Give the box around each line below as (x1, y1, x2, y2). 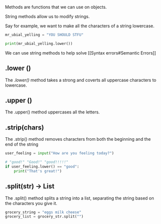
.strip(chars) (5, 123, 44, 131)
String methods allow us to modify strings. (5, 14, 90, 19)
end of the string (5, 141, 39, 148)
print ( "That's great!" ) (14, 168, 62, 173)
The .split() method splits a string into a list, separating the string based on (5, 195, 154, 201)
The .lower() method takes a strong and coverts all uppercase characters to (5, 77, 157, 83)
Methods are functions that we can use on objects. (5, 4, 107, 10)
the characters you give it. (5, 200, 57, 206)
